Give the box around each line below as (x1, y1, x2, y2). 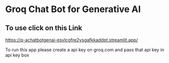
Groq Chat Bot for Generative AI (5, 4, 141, 15)
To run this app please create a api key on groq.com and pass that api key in (5, 47, 164, 52)
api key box (5, 52, 29, 58)
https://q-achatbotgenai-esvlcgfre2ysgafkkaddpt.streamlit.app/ (5, 37, 138, 43)
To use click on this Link (5, 24, 82, 32)
